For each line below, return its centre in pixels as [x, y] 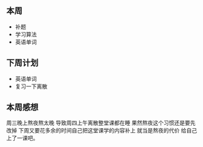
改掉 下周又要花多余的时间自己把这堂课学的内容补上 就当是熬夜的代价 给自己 [102, 131]
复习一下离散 [31, 86]
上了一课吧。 [22, 138]
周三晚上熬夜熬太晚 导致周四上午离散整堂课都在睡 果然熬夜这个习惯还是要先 [101, 123]
